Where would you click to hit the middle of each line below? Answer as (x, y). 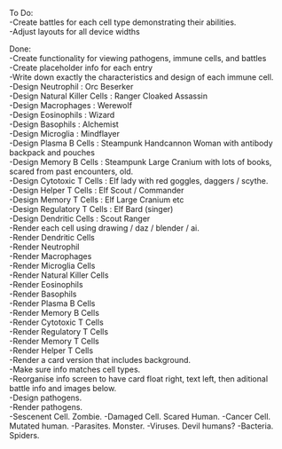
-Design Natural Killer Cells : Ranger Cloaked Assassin (109, 96)
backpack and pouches (52, 153)
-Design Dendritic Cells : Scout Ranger (80, 218)
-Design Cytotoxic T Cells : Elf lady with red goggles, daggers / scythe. (139, 181)
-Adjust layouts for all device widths (74, 32)
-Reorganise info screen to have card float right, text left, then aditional (139, 379)
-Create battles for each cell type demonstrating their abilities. (123, 22)
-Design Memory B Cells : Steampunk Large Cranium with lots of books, (141, 162)
